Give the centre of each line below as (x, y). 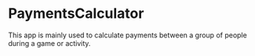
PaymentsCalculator (76, 14)
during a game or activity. (49, 43)
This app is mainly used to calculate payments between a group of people (127, 35)
